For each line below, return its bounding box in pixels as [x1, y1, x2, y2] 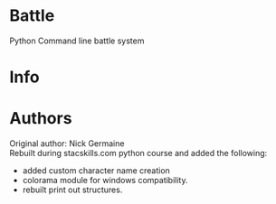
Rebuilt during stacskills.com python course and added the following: [9, 148, 268, 159]
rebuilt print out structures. [22, 184, 123, 195]
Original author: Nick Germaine [9, 138, 125, 149]
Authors [9, 108, 72, 129]
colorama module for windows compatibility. [22, 175, 188, 186]
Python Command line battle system [9, 35, 145, 46]
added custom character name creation [22, 165, 170, 176]
